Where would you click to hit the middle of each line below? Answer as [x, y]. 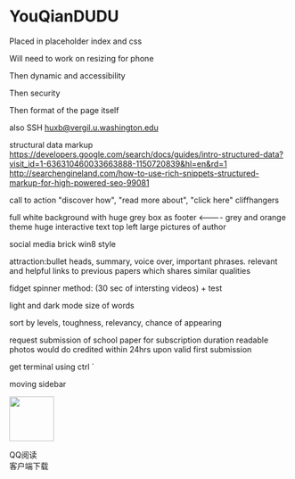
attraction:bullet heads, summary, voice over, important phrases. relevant [143, 261]
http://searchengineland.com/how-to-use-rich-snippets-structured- [135, 173]
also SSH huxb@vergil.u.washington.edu [84, 128]
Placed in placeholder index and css [76, 41]
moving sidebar [38, 384]
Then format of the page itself [64, 110]
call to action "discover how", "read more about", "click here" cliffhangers [144, 200]
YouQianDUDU [64, 17]
